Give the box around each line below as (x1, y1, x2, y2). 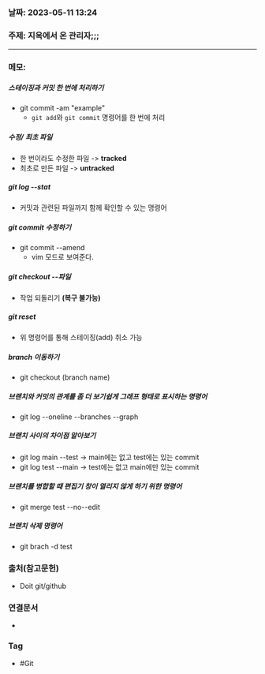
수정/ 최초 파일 (8, 132, 53, 141)
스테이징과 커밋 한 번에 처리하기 (8, 83, 104, 92)
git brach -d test (19, 541, 73, 551)
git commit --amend (19, 243, 85, 253)
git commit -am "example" (19, 103, 105, 113)
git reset (8, 312, 36, 321)
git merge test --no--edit (19, 502, 101, 511)
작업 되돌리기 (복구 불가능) (19, 293, 101, 302)
